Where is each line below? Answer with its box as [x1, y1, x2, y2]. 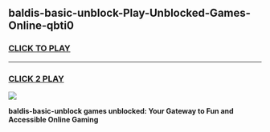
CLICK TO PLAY [8, 43, 71, 54]
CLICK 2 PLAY [8, 73, 64, 84]
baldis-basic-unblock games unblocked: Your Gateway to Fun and [8, 106, 235, 115]
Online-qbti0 [8, 19, 75, 33]
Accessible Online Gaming [8, 114, 99, 124]
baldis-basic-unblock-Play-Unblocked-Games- [8, 6, 252, 20]
